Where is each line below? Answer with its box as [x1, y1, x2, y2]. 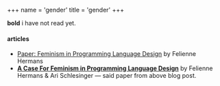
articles [7, 34, 29, 43]
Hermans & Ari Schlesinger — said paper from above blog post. [16, 72, 197, 80]
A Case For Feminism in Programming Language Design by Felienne [16, 64, 213, 72]
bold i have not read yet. [7, 19, 77, 27]
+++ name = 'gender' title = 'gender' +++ [7, 6, 125, 14]
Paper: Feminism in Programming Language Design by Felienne [16, 50, 197, 58]
